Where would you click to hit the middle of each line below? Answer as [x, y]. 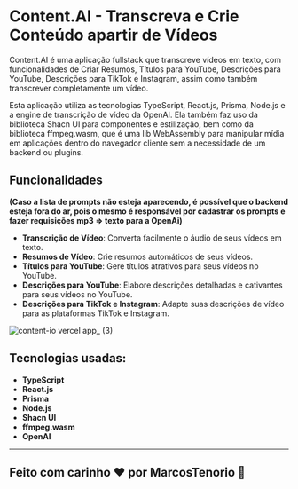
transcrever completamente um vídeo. [79, 88]
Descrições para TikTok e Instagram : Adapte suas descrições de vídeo [153, 304]
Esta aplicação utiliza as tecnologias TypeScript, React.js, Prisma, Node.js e [147, 105]
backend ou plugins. [47, 152]
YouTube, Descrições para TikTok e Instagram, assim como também [133, 78]
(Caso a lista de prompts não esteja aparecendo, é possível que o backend [149, 201]
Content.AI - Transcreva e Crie [124, 16]
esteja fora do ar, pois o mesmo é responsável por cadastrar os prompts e [147, 211]
